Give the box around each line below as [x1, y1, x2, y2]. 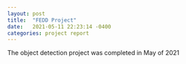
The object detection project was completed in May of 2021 [7, 49, 180, 57]
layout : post [7, 10, 46, 17]
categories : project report [7, 29, 90, 37]
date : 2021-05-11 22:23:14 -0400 [7, 23, 112, 30]
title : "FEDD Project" [7, 17, 77, 24]
